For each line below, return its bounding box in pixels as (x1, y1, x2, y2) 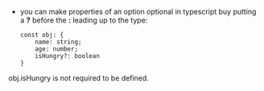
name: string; (35, 38, 82, 46)
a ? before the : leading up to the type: (19, 15, 148, 25)
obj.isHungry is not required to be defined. (8, 73, 149, 83)
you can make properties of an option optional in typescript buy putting (19, 7, 257, 16)
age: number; (35, 45, 79, 53)
